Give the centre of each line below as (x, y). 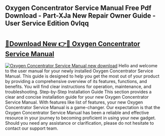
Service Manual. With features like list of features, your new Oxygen (74, 102)
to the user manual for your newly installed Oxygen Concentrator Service (79, 71)
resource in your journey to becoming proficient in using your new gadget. (81, 118)
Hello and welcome (138, 66)
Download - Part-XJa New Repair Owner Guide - (81, 16)
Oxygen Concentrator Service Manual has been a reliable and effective (77, 113)
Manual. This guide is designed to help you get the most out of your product (82, 76)
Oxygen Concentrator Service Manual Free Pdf (78, 8)
